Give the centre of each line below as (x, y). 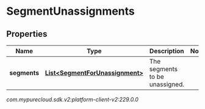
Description (167, 51)
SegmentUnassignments (71, 11)
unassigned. (167, 84)
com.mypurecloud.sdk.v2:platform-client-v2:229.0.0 (73, 100)
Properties (27, 34)
